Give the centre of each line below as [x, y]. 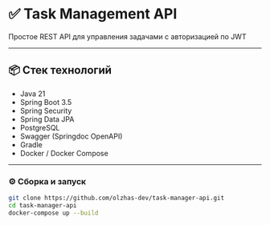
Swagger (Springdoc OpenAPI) [71, 136]
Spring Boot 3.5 [46, 102]
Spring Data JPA [47, 119]
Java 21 [33, 94]
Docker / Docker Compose [64, 153]
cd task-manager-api [43, 205]
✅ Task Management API [93, 14]
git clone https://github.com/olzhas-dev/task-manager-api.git [117, 198]
